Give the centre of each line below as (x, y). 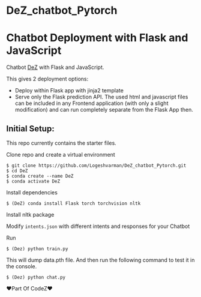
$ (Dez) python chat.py (36, 277)
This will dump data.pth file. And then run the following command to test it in (100, 260)
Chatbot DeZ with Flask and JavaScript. (55, 67)
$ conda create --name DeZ (40, 176)
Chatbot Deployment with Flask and (97, 38)
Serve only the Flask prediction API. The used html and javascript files (101, 97)
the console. (22, 266)
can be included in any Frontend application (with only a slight (91, 103)
